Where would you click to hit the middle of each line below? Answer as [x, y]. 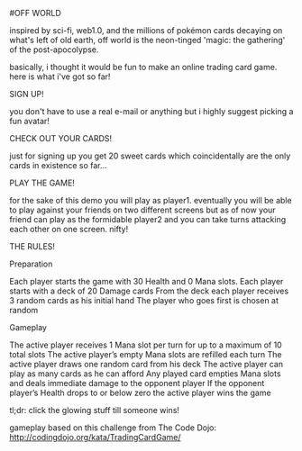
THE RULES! [32, 246]
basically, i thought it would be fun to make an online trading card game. [143, 67]
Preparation [31, 264]
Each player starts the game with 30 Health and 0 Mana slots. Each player [146, 281]
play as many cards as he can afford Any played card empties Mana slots [145, 374]
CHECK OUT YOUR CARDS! [61, 138]
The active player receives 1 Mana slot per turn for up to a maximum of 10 [146, 345]
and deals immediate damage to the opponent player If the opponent [137, 383]
